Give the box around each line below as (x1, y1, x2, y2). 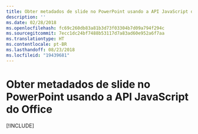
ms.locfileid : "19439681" (6, 52, 70, 58)
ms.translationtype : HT (6, 36, 65, 42)
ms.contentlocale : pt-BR (6, 42, 67, 48)
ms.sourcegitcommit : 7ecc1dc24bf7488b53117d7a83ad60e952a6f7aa (6, 31, 165, 36)
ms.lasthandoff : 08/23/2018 (6, 47, 75, 53)
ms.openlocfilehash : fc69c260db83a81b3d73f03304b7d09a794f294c (6, 25, 165, 31)
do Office (6, 102, 53, 116)
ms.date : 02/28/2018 (6, 19, 57, 25)
